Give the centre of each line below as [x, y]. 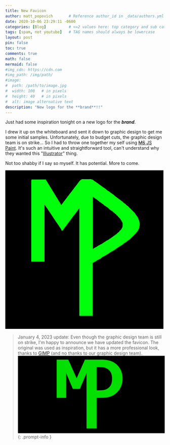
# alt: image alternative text [39, 101]
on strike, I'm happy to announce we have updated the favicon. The [88, 343]
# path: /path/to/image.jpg [36, 86]
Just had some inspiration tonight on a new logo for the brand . [71, 122]
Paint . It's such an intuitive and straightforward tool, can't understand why [82, 148]
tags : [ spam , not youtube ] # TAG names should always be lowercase [80, 32]
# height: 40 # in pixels [36, 96]
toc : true [16, 48]
